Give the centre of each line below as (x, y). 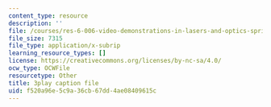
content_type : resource (48, 16)
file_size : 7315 (35, 38)
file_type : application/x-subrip (65, 46)
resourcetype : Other (43, 76)
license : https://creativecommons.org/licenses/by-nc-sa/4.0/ (115, 61)
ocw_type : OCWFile (39, 68)
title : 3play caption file (54, 83)
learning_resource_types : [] (57, 53)
